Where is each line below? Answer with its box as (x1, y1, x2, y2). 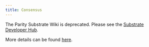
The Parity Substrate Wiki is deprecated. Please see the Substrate (5, 21, 144, 27)
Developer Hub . (5, 26, 38, 33)
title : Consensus (5, 7, 42, 13)
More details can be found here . (5, 36, 73, 42)
